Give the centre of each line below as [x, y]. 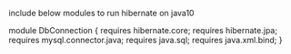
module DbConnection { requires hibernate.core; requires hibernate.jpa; [143, 30]
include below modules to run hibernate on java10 [101, 13]
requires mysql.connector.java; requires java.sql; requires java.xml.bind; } [145, 40]
